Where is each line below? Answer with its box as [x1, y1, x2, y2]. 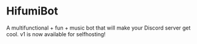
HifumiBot [6, 4, 59, 18]
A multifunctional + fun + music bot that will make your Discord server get [6, 24, 191, 31]
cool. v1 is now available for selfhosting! [6, 30, 106, 37]
